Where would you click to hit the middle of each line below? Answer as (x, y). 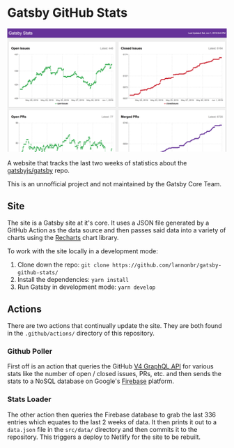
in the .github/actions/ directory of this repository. (81, 334)
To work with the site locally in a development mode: (83, 251)
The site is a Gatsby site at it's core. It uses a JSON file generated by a (108, 223)
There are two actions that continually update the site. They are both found (115, 326)
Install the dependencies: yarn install (73, 280)
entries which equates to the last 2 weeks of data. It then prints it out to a (112, 422)
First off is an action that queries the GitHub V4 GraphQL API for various (110, 366)
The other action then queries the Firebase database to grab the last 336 (111, 415)
